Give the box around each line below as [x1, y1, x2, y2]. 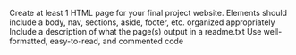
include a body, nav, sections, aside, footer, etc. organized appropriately [9, 17, 275, 27]
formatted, [9, 35, 48, 46]
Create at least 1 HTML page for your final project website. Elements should [9, 8, 288, 18]
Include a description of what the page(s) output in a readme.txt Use [9, 27, 262, 36]
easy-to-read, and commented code [49, 35, 184, 46]
